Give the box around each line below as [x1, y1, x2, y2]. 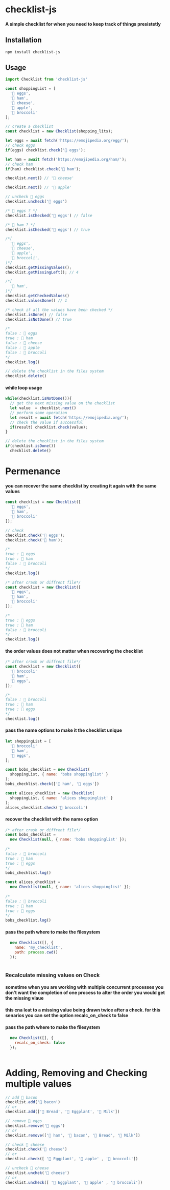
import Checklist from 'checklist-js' [5, 77, 88, 82]
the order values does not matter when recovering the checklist [5, 648, 143, 654]
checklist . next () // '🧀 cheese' [5, 175, 74, 181]
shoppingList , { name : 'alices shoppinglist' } [10, 795, 113, 801]
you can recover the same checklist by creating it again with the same [5, 482, 157, 489]
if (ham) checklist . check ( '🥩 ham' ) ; [5, 166, 81, 171]
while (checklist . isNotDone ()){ [5, 396, 72, 401]
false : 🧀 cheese [5, 340, 42, 346]
